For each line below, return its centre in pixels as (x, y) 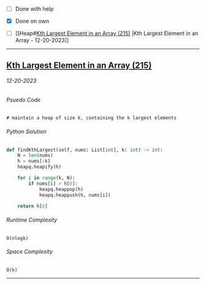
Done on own (32, 21)
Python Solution (27, 131)
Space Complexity (30, 252)
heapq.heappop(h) (61, 189)
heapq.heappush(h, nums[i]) (75, 195)
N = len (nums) (35, 155)
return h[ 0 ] (32, 206)
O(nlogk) (17, 238)
